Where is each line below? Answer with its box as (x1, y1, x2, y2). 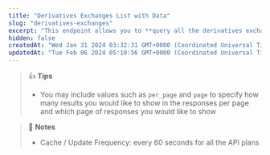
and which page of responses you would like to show (39, 107, 217, 116)
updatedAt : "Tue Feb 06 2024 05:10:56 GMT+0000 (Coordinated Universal (8, 49, 253, 57)
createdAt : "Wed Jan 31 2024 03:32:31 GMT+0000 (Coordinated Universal (8, 42, 253, 50)
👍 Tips (27, 71, 53, 81)
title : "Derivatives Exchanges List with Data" (8, 11, 171, 20)
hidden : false (8, 34, 56, 42)
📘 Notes (27, 122, 56, 132)
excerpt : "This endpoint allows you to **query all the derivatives (8, 26, 243, 34)
